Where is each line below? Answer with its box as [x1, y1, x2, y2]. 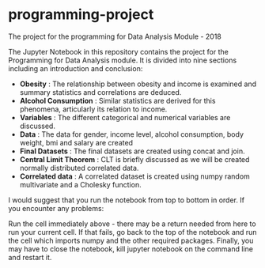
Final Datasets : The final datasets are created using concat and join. [19, 146, 245, 156]
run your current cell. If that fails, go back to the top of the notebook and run [8, 227, 257, 236]
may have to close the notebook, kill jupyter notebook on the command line [8, 243, 253, 254]
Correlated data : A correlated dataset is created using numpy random [19, 172, 251, 181]
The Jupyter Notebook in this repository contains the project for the [8, 47, 229, 56]
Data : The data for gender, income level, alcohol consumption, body [19, 129, 244, 139]
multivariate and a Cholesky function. [19, 179, 142, 189]
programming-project [8, 6, 154, 24]
